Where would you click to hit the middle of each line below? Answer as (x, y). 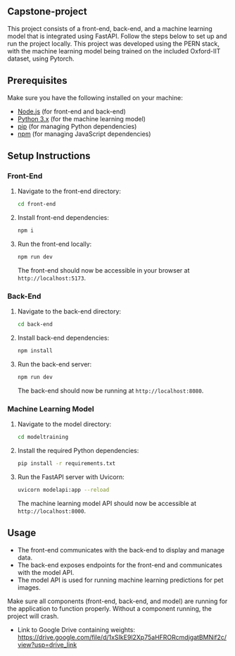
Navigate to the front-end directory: (69, 191)
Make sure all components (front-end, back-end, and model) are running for (118, 601)
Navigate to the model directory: (64, 424)
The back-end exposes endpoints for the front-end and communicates (120, 565)
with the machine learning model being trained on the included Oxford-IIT (114, 51)
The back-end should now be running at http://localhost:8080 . (110, 390)
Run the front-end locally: (55, 244)
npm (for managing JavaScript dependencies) (84, 134)
